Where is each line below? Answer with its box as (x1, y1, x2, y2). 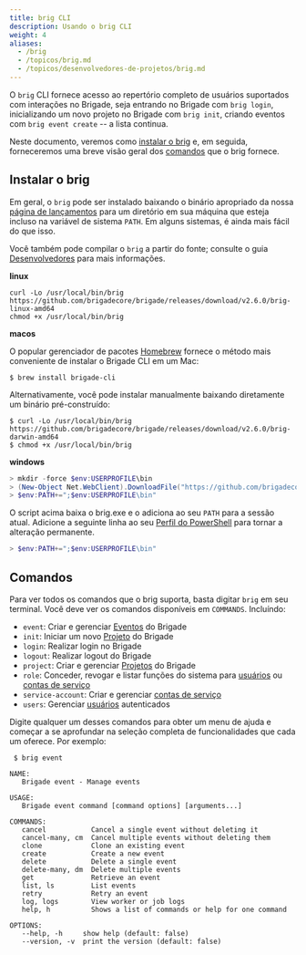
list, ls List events (21, 881, 137, 890)
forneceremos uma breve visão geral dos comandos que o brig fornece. (9, 145, 280, 156)
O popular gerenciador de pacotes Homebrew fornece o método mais (9, 346, 271, 357)
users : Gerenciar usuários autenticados (22, 699, 170, 710)
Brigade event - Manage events (21, 777, 141, 786)
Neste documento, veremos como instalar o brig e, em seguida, (9, 136, 249, 147)
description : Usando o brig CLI (9, 22, 132, 31)
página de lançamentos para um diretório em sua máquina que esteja (9, 206, 270, 217)
